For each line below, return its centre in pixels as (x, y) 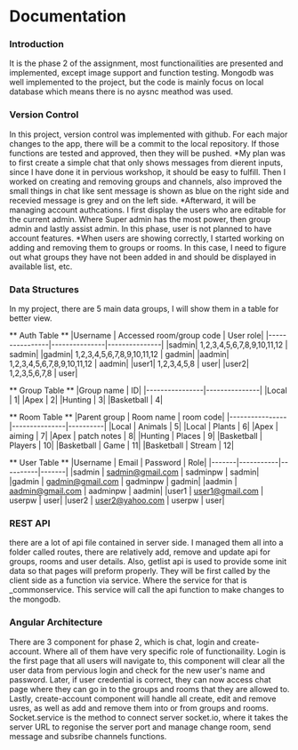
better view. (31, 318)
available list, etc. (41, 266)
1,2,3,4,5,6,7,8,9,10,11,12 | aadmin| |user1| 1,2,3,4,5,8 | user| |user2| (129, 364)
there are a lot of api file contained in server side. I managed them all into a (146, 543)
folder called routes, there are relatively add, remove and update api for (140, 552)
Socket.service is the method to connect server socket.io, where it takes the (149, 717)
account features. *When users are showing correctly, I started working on (147, 238)
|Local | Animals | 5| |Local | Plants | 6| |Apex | (193, 427)
